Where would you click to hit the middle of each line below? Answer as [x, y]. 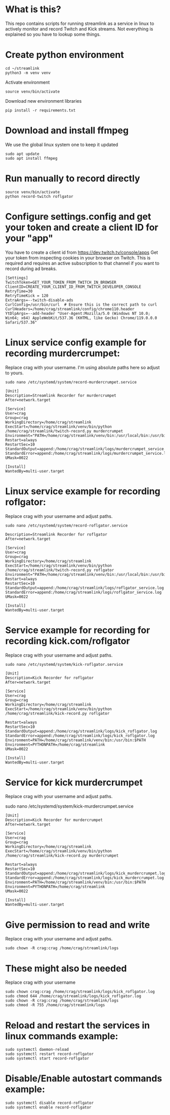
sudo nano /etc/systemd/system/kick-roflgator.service [64, 664]
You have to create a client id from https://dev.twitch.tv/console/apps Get [82, 252]
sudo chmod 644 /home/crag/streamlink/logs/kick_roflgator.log [73, 996]
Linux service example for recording [83, 491]
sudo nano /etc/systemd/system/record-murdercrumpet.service [71, 382]
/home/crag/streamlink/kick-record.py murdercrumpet [62, 856]
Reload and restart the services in [78, 1025]
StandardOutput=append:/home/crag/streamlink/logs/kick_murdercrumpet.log [86, 873]
